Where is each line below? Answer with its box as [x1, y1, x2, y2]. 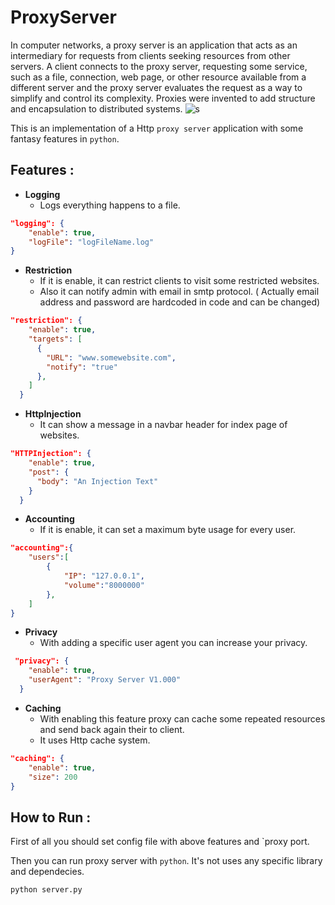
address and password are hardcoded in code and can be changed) [39, 296, 321, 308]
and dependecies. [10, 866, 85, 878]
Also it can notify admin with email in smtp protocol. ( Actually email [39, 286, 320, 298]
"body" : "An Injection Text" [36, 476, 159, 486]
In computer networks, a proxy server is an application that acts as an [10, 39, 298, 51]
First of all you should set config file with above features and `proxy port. [10, 836, 310, 848]
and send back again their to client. [39, 723, 185, 735]
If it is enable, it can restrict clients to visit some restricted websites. [39, 275, 320, 287]
